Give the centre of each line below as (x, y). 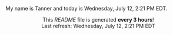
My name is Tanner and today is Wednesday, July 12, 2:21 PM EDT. (86, 8)
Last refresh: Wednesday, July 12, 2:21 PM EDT (98, 26)
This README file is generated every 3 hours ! (98, 20)
